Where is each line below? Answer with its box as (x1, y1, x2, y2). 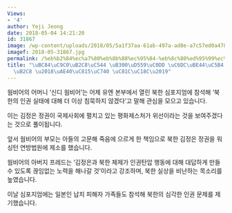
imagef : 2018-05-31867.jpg (7, 49, 85, 56)
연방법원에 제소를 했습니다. (19, 143, 93, 151)
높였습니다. (7, 175, 37, 183)
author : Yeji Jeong (7, 23, 64, 30)
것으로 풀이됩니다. (14, 120, 63, 128)
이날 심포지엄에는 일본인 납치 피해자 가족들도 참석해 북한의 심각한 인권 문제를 (7, 189, 214, 198)
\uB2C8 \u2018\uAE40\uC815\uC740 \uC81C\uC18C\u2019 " (13, 68, 171, 75)
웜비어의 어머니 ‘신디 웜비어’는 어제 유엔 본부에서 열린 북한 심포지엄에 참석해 (7, 88, 211, 96)
